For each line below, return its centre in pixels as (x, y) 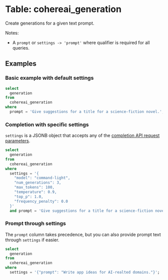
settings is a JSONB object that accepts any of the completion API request (82, 135)
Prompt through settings (35, 223)
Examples (21, 64)
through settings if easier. (32, 240)
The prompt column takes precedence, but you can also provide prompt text (83, 234)
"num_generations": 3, (38, 183)
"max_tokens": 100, (34, 187)
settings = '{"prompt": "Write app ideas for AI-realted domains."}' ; (85, 272)
